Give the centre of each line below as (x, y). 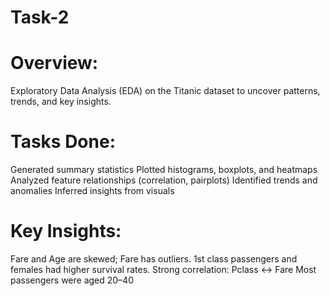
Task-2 (40, 17)
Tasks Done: (63, 142)
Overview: (54, 63)
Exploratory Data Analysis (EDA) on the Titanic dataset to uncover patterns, (165, 91)
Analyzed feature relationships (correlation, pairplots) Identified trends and (164, 180)
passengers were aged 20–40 (72, 280)
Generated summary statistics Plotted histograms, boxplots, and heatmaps (164, 170)
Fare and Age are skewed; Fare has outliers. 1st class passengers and (154, 259)
